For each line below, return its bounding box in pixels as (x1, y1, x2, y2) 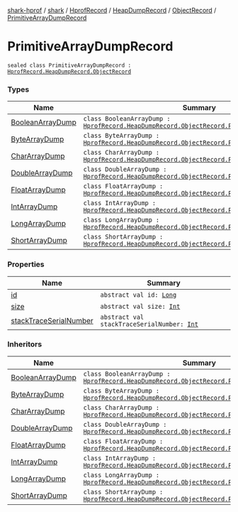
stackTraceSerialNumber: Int (100, 320, 198, 328)
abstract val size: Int (100, 302, 181, 310)
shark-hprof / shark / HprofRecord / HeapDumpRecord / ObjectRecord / (7, 6, 217, 14)
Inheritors (7, 339, 42, 349)
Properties (7, 259, 45, 269)
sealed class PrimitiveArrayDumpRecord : (7, 62, 132, 69)
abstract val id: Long (100, 290, 177, 299)
